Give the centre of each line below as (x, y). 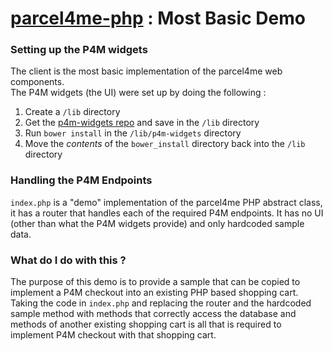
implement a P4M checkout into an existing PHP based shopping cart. (154, 293)
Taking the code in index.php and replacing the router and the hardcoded (161, 303)
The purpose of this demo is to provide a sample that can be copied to (155, 282)
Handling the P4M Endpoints (81, 180)
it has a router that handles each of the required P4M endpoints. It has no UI (167, 213)
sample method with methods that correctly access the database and (153, 314)
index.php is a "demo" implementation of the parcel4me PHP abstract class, (166, 202)
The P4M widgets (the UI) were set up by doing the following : (138, 93)
